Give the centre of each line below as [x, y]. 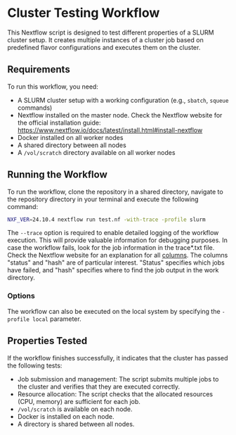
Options [21, 296]
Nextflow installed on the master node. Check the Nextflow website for [120, 115]
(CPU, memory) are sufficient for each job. [79, 401]
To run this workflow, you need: [53, 87]
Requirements [39, 69]
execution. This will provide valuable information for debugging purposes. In [118, 240]
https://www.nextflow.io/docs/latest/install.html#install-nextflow [110, 130]
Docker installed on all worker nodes [70, 137]
